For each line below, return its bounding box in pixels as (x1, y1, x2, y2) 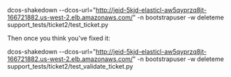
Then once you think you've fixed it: (7, 34, 110, 42)
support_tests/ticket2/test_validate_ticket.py (7, 62, 134, 70)
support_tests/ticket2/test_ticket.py (7, 21, 109, 28)
